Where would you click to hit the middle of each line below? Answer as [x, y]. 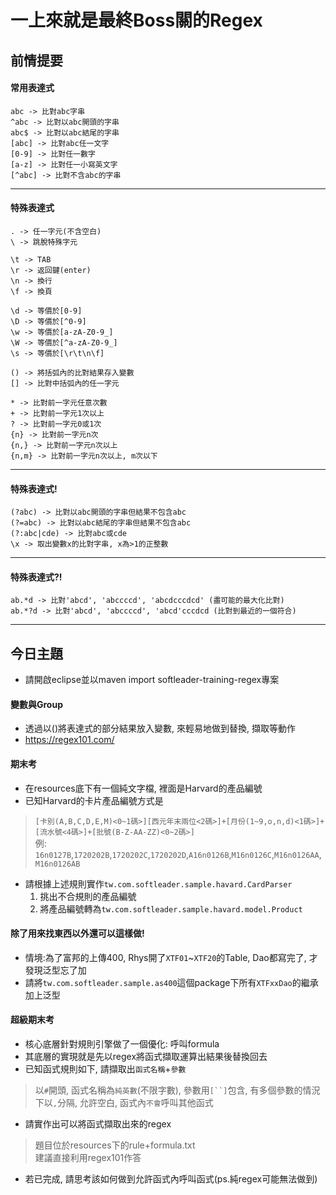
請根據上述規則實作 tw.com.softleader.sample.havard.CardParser [158, 883]
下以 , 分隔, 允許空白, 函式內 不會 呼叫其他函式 [124, 1103]
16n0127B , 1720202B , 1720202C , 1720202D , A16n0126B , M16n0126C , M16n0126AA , [178, 854]
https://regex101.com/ [69, 740]
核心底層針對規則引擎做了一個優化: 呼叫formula [122, 1044]
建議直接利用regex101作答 [88, 1158]
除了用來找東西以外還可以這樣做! [77, 933]
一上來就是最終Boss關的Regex [136, 20]
